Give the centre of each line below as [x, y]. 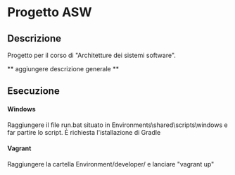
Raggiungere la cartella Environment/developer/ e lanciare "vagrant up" [111, 164]
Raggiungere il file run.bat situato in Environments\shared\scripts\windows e [118, 125]
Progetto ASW [50, 12]
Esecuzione [33, 91]
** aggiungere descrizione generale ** [63, 69]
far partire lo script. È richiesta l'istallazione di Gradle [84, 132]
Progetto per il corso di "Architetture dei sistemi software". [91, 55]
